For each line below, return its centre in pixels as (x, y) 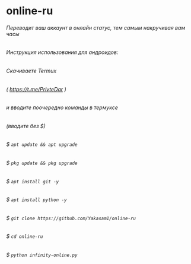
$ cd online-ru (25, 236)
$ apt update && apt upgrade (42, 144)
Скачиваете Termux (31, 71)
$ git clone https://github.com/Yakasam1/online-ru (71, 218)
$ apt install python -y (36, 199)
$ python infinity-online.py (42, 255)
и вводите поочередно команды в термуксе (62, 107)
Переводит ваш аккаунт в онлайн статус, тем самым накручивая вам (96, 27)
